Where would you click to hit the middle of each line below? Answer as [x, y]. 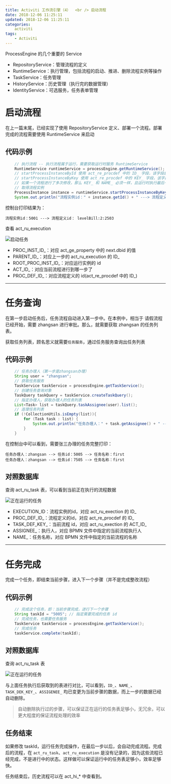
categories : [18, 24]
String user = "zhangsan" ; [43, 376]
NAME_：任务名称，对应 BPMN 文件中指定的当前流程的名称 [75, 537]
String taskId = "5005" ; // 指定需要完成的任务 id [66, 614]
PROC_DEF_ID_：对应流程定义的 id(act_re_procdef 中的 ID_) [75, 275]
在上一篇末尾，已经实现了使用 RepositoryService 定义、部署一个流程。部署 [84, 128]
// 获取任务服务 [29, 381]
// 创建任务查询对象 [33, 390]
